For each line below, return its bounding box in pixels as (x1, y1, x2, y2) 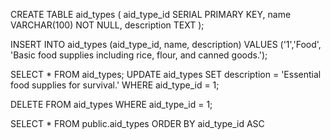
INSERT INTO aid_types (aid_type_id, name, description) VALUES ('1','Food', (10, 39, 322, 50)
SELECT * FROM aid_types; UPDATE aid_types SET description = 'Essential (10, 69, 322, 80)
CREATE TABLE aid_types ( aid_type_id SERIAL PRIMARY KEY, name (10, 9, 292, 20)
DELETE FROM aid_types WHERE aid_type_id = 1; (10, 99, 213, 110)
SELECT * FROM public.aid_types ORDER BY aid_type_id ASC (10, 118, 265, 129)
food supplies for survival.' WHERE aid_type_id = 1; (10, 79, 220, 91)
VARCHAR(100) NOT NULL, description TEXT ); (10, 19, 205, 31)
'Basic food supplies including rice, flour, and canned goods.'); (10, 49, 268, 61)
